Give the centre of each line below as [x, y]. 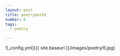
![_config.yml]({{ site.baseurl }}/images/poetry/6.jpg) [60, 48]
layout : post [19, 10]
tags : [11, 24]
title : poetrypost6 [26, 15]
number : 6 [16, 19]
